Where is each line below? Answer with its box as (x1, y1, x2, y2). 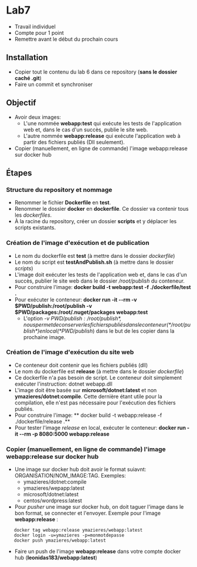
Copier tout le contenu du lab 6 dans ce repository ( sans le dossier (14, 68, 178, 75)
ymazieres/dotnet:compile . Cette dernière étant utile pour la (14, 393, 162, 400)
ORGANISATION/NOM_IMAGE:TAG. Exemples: (14, 472, 126, 479)
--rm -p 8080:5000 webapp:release (19, 430, 110, 437)
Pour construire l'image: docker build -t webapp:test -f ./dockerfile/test (14, 283, 191, 290)
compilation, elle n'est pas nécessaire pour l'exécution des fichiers (14, 399, 176, 406)
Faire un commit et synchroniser (14, 81, 93, 88)
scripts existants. (14, 224, 56, 231)
